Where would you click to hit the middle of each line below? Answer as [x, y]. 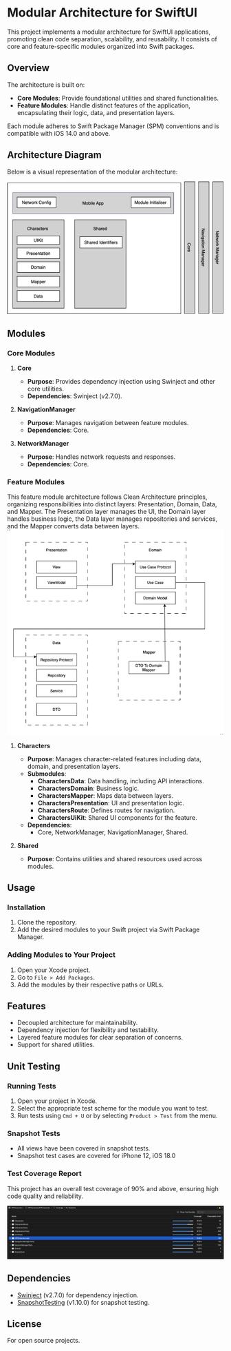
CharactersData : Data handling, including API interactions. [121, 781]
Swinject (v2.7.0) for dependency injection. [78, 1295]
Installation [26, 907]
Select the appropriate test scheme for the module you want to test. [113, 1108]
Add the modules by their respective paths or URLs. [90, 984]
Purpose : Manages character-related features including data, [114, 759]
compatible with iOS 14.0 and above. [59, 133]
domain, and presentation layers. [74, 766]
